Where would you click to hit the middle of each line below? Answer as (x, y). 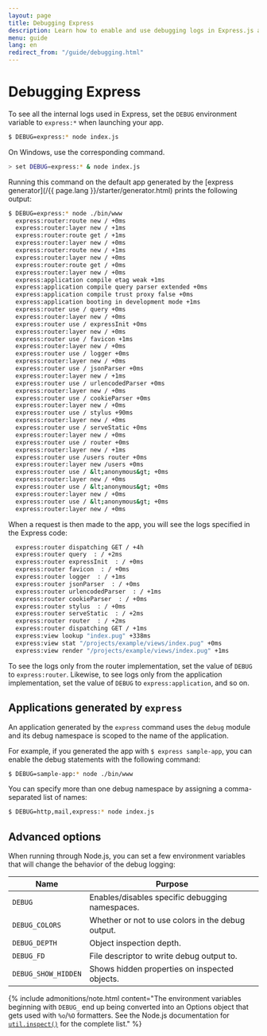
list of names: (65, 797)
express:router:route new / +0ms (71, 221)
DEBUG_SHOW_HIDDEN (47, 974)
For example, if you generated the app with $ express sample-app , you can (130, 751)
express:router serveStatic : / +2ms (80, 614)
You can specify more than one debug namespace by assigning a (115, 789)
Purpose (172, 884)
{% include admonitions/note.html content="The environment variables (125, 999)
